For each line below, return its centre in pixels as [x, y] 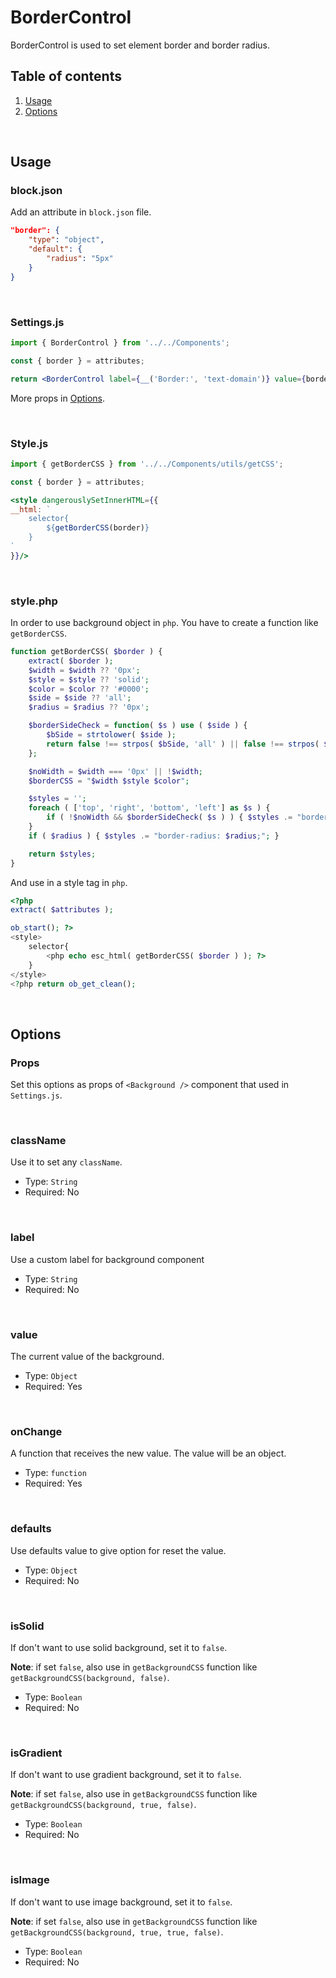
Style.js [29, 443]
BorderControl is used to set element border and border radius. [140, 45]
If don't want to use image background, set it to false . [121, 1902]
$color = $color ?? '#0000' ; [89, 689]
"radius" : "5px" [80, 259]
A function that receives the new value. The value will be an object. [148, 1453]
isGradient [36, 1753]
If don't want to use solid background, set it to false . [119, 1647]
